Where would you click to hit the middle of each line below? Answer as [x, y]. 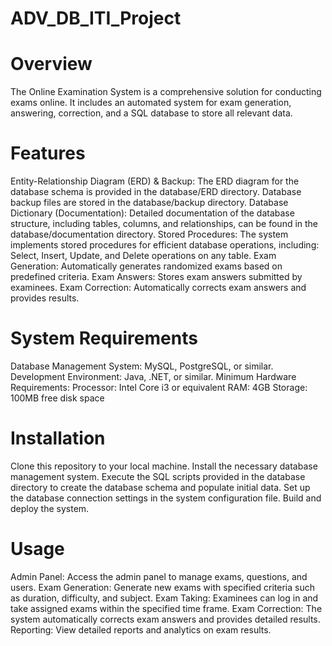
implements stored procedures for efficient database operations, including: [165, 245]
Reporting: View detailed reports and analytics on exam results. [141, 629]
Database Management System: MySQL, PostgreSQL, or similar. [142, 366]
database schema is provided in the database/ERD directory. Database [156, 192]
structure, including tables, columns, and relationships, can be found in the [164, 224]
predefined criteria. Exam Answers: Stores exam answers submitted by [156, 277]
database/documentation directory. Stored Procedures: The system [149, 234]
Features [48, 153]
